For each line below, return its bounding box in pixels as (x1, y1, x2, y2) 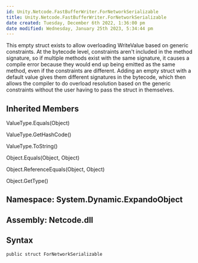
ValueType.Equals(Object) (6, 120, 70, 127)
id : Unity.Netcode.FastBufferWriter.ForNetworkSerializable (6, 8, 159, 15)
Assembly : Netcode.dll (6, 215, 94, 225)
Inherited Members (6, 103, 79, 114)
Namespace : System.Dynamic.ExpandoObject (6, 195, 183, 205)
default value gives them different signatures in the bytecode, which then (6, 74, 186, 81)
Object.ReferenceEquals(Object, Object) (6, 166, 105, 173)
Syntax (6, 236, 33, 246)
